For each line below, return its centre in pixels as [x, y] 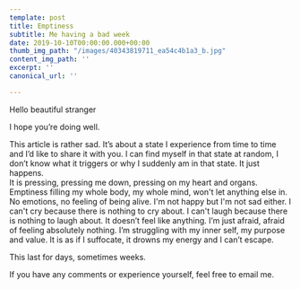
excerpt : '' [31, 68]
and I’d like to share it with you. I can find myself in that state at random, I [144, 153]
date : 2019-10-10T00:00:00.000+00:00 [80, 43]
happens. [27, 172]
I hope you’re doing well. [55, 127]
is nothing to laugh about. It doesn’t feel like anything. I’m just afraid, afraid [147, 220]
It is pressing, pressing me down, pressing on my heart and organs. [133, 182]
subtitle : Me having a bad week [69, 34]
